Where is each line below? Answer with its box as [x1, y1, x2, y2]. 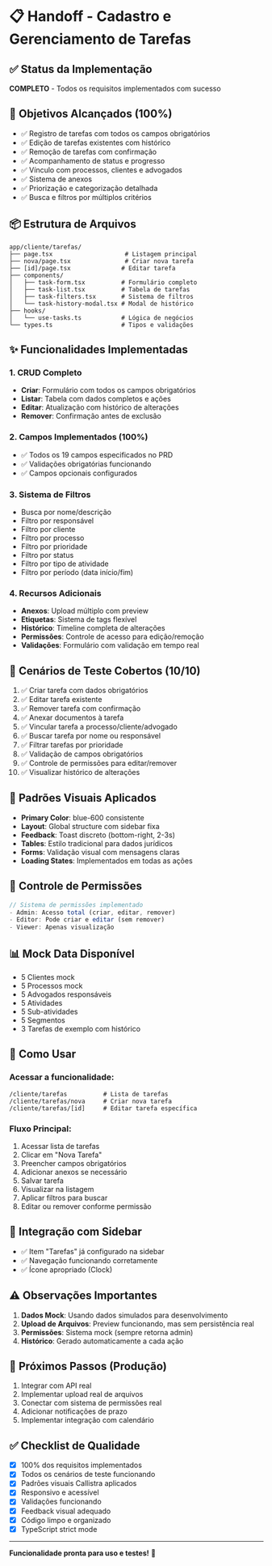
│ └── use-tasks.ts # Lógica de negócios [9, 313, 195, 321]
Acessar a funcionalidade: [9, 1071, 115, 1083]
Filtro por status [20, 550, 74, 560]
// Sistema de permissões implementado [9, 900, 144, 909]
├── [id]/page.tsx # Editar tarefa [9, 264, 176, 272]
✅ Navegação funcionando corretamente [20, 1255, 158, 1265]
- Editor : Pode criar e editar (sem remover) [9, 916, 165, 924]
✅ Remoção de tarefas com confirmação [20, 147, 157, 156]
